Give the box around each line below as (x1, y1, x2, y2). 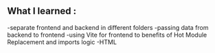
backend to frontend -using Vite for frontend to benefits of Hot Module (7, 31, 207, 39)
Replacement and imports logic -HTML (7, 37, 117, 46)
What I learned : (7, 5, 77, 17)
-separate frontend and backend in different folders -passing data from (7, 23, 209, 31)
